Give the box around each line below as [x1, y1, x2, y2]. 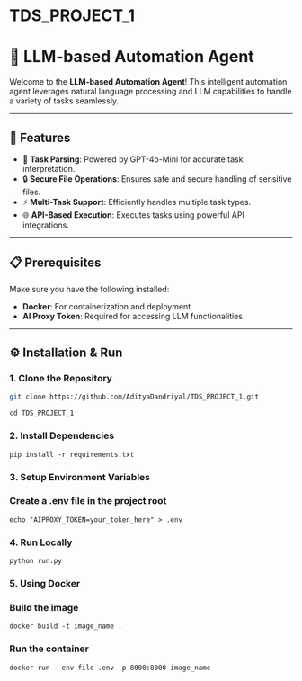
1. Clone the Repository [9, 372, 112, 385]
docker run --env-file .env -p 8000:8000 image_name [9, 663, 211, 672]
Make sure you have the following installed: [9, 283, 170, 294]
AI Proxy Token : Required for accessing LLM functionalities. [22, 310, 245, 321]
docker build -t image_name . [9, 622, 123, 631]
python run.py [9, 557, 63, 566]
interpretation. [22, 163, 75, 174]
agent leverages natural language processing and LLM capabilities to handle [9, 86, 292, 97]
